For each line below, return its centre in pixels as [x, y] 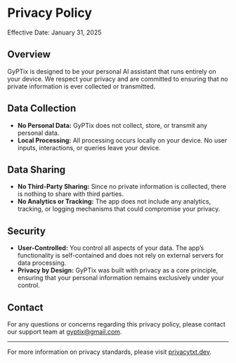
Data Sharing [37, 170]
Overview [29, 54]
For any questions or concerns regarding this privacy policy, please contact [117, 324]
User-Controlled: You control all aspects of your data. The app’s [111, 248]
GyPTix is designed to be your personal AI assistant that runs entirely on [112, 71]
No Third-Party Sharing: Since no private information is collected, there [122, 187]
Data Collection [42, 108]
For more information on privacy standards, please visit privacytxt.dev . [110, 352]
